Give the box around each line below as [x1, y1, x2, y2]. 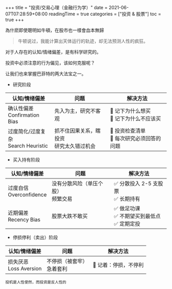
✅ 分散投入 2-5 [114, 180, 152, 187]
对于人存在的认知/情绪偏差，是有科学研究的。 [5, 49, 101, 55]
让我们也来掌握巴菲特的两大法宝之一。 [5, 71, 86, 77]
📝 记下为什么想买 [110, 107, 151, 114]
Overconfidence [8, 191, 47, 198]
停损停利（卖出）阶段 [12, 234, 58, 240]
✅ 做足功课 [114, 205, 141, 212]
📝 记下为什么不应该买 [110, 115, 161, 122]
